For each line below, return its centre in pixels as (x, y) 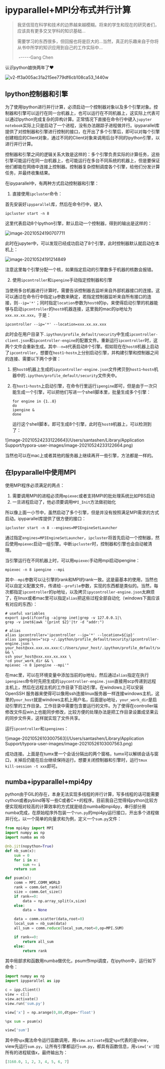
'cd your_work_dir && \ (29, 661)
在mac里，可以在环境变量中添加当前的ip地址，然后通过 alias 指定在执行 (77, 675)
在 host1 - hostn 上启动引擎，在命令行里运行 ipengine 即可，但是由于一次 (82, 386)
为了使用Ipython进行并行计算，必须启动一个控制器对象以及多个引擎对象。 (79, 107)
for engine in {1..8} (34, 401)
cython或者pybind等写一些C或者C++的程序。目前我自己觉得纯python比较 (79, 801)
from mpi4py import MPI (29, 828)
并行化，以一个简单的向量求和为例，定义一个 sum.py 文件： (63, 819)
